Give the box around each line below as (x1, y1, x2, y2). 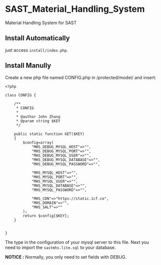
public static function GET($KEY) (14, 132, 85, 136)
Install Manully (5, 62, 52, 70)
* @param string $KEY (16, 118, 61, 124)
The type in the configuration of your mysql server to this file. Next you (5, 239, 149, 245)
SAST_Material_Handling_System (5, 3, 145, 15)
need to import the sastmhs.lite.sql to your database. (5, 244, 116, 250)
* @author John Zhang (16, 114, 61, 119)
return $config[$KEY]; (23, 213, 69, 218)
